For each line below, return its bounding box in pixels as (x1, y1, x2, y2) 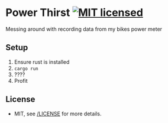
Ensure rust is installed (14, 58, 70, 65)
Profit (14, 77, 28, 84)
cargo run (14, 66, 39, 72)
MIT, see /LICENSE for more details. (14, 110, 102, 117)
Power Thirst (5, 6, 70, 20)
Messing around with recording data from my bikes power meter (5, 25, 163, 33)
